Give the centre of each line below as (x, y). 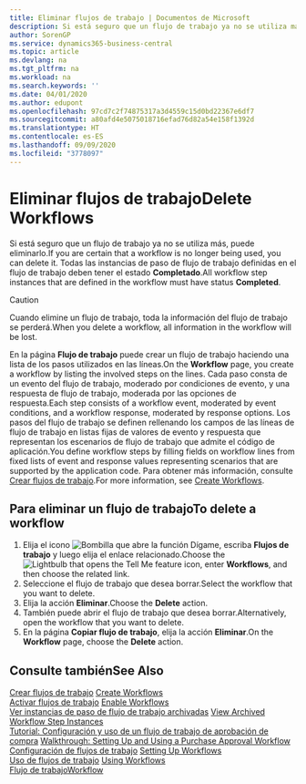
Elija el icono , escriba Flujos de (156, 545)
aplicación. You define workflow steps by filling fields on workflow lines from (152, 451)
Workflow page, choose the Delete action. (103, 642)
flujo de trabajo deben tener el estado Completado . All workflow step (138, 272)
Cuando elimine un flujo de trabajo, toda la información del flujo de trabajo (149, 317)
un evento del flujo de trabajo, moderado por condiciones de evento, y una (149, 383)
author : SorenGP (40, 35)
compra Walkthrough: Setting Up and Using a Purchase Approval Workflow (150, 741)
